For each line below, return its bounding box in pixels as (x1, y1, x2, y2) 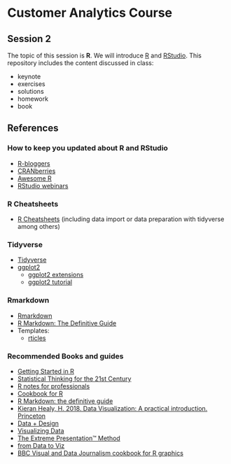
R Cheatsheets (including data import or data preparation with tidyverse (17, 215, 225, 223)
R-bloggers (17, 159, 50, 167)
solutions (17, 87, 44, 95)
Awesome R (17, 174, 52, 183)
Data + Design (17, 419, 59, 428)
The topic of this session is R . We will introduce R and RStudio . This (7, 51, 202, 59)
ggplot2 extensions (27, 271, 84, 279)
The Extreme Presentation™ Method (17, 434, 120, 442)
